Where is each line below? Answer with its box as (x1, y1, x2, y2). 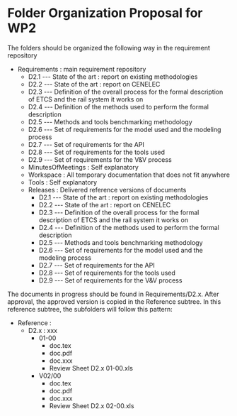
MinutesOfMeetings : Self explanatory (28, 163, 139, 171)
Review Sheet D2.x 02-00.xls (49, 401, 134, 410)
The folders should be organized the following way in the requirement (7, 43, 211, 52)
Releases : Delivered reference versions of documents (28, 185, 187, 194)
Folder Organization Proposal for (7, 5, 203, 21)
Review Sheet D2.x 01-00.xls (49, 363, 133, 372)
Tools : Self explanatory (28, 177, 98, 186)
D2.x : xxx (28, 326, 58, 334)
